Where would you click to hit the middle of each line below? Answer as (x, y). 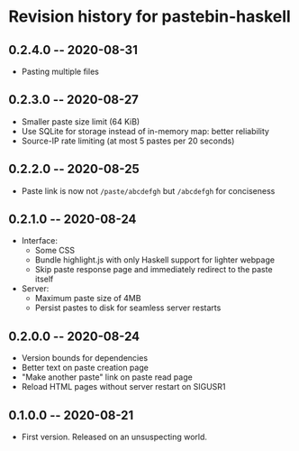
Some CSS (55, 251)
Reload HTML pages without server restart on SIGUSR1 (123, 387)
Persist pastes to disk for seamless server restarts (128, 308)
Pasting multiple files (60, 71)
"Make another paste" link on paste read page (107, 377)
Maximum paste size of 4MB (88, 299)
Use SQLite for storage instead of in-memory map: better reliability (145, 131)
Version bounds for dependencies (85, 358)
